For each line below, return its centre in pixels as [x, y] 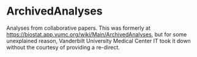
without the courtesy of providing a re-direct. [63, 47]
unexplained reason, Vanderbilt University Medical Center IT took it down [98, 41]
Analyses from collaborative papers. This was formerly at [79, 28]
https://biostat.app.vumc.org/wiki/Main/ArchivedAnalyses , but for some [97, 34]
